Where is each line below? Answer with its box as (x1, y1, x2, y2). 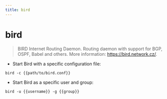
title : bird (5, 7, 30, 13)
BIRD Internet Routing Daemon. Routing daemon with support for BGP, (17, 46, 163, 52)
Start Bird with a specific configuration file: (12, 61, 101, 67)
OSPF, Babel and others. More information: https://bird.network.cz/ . (17, 51, 157, 57)
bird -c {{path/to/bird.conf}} (5, 70, 71, 75)
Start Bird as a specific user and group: (12, 79, 94, 85)
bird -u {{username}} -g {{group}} (5, 89, 80, 94)
